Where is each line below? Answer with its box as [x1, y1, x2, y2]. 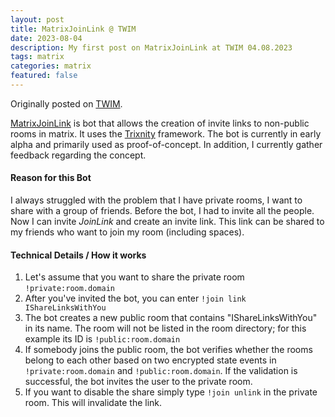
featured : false [10, 71, 78, 81]
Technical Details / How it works [10, 249, 147, 261]
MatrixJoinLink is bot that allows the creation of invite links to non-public [10, 117, 310, 129]
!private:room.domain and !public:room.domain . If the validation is [24, 365, 298, 377]
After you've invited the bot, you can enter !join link [24, 292, 247, 305]
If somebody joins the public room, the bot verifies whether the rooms [24, 344, 313, 356]
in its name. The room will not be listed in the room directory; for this [24, 322, 307, 335]
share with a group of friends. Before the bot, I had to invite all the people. [10, 205, 315, 217]
